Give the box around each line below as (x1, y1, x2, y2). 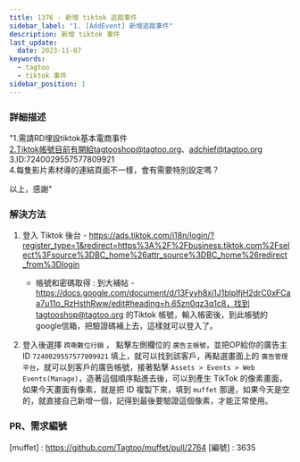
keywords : (9, 55, 46, 63)
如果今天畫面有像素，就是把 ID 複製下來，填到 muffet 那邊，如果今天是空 (21, 384, 290, 395)
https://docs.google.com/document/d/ (35, 288, 177, 298)
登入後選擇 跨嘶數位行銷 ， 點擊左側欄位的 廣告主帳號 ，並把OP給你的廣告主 (21, 340, 288, 350)
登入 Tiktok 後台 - (21, 230, 87, 241)
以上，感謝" (9, 183, 53, 194)
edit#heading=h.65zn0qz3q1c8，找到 (111, 298, 250, 309)
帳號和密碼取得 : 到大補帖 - (35, 278, 135, 289)
